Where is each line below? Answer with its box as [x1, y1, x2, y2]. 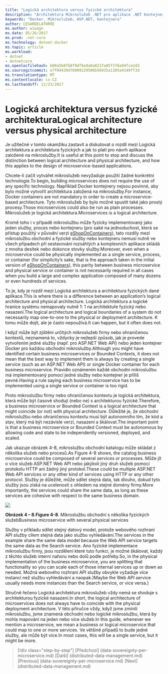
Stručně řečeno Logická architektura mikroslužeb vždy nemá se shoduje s [5, 589, 158, 595]
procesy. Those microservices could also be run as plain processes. [5, 204, 144, 210]
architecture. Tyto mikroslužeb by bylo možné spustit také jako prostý [19, 199, 162, 205]
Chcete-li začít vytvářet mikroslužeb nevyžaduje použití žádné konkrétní [5, 172, 154, 178]
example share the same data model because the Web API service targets [5, 537, 157, 543]
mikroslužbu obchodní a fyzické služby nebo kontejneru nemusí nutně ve [5, 235, 156, 241]
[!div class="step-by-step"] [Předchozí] [17, 647, 99, 653]
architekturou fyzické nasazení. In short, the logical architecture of [5, 595, 141, 601]
